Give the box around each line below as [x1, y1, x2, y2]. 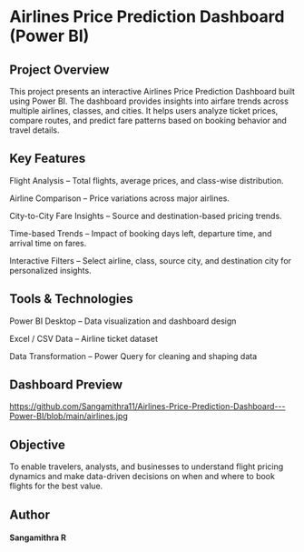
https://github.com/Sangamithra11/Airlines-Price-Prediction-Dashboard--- [9, 401, 286, 412]
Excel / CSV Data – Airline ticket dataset [9, 333, 159, 344]
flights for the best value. [9, 480, 103, 492]
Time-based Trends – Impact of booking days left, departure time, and [9, 227, 272, 238]
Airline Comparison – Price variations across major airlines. [9, 193, 230, 204]
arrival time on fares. [9, 237, 87, 248]
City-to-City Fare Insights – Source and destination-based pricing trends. [9, 210, 283, 221]
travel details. [9, 125, 61, 135]
